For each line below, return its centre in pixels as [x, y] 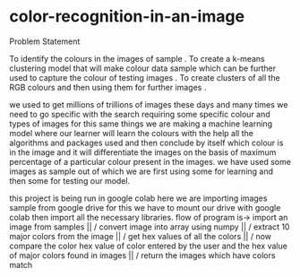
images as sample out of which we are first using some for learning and [141, 171]
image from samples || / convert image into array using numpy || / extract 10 [150, 227]
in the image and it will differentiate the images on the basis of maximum [143, 152]
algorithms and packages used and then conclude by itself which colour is [146, 143]
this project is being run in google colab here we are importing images [138, 198]
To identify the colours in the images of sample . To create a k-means [137, 58]
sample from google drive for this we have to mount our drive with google [145, 207]
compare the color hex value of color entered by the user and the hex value [149, 246]
